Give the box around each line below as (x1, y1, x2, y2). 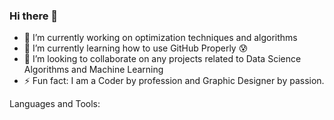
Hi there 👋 (9, 9, 59, 23)
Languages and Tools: (9, 98, 101, 110)
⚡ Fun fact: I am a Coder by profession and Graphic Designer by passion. (23, 75, 325, 87)
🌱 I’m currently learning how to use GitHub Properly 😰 (23, 42, 249, 54)
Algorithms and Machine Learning (23, 64, 164, 76)
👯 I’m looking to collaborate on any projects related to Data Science (23, 53, 302, 65)
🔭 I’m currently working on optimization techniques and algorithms (23, 32, 298, 44)
